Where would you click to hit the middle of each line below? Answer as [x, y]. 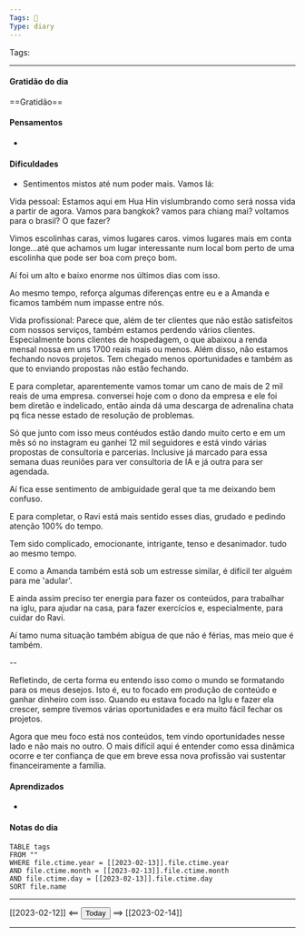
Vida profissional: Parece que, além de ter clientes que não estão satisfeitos [151, 320]
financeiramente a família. [58, 766]
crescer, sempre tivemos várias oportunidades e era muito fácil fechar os [146, 710]
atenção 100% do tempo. [56, 526]
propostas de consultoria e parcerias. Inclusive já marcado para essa [138, 452]
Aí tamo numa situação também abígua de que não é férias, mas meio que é [152, 635]
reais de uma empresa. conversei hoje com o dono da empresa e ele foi [143, 396]
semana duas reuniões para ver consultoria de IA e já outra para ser [136, 462]
